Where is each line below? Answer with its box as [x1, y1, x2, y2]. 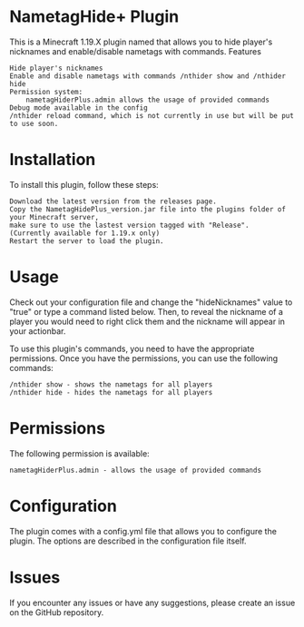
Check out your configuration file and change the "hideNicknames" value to [9, 297, 293, 308]
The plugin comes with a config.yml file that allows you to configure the [9, 525, 277, 536]
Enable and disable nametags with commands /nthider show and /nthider [9, 71, 286, 81]
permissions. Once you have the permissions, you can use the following [9, 352, 279, 364]
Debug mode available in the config [9, 103, 148, 113]
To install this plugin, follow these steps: [9, 179, 159, 190]
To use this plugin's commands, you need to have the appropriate [9, 343, 255, 354]
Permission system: [9, 87, 83, 96]
